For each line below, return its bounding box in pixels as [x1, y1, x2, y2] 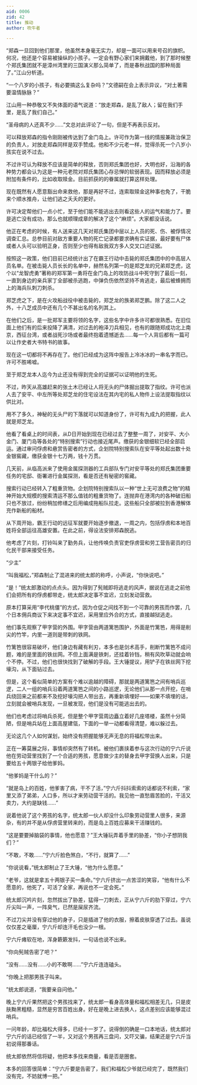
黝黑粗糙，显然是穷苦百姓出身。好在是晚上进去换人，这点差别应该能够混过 [11, 1006, 191, 1013]
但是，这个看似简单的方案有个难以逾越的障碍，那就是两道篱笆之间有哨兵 [6, 678, 181, 685]
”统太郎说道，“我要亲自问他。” [6, 986, 77, 993]
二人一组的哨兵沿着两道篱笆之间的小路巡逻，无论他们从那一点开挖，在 [16, 685, 186, 692]
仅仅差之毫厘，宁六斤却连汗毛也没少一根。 [6, 923, 109, 930]
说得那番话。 [11, 1040, 42, 1047]
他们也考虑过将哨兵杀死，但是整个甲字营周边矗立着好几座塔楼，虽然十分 [6, 712, 181, 720]
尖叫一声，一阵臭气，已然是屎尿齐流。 [11, 903, 104, 911]
